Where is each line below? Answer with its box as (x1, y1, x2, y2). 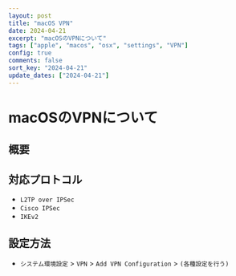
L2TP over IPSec (19, 196, 75, 205)
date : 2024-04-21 (8, 26, 67, 34)
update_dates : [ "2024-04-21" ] (8, 71, 110, 79)
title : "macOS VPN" (8, 19, 74, 27)
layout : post (8, 11, 52, 20)
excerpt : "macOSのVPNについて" (8, 34, 107, 43)
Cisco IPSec (19, 205, 60, 213)
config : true (8, 49, 52, 57)
